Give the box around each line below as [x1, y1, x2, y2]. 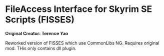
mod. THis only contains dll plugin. [5, 45, 76, 51]
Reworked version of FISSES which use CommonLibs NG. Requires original [5, 40, 159, 46]
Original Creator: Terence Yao [5, 30, 68, 36]
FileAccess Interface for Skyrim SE [5, 3, 152, 15]
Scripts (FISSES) [5, 14, 75, 25]
